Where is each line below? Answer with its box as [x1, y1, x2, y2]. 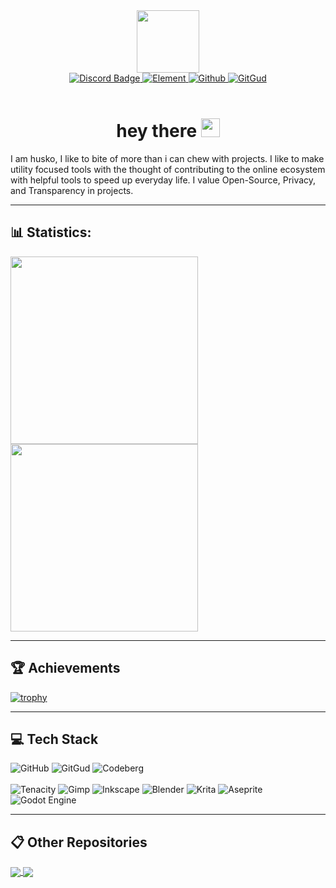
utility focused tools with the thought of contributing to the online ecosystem [10, 163, 326, 175]
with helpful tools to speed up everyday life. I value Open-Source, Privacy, [10, 174, 317, 186]
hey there [116, 120, 198, 143]
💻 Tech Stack [10, 730, 99, 748]
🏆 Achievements [10, 660, 121, 677]
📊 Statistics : [10, 224, 92, 241]
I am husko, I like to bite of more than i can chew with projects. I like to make [10, 152, 325, 164]
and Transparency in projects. [10, 184, 134, 196]
